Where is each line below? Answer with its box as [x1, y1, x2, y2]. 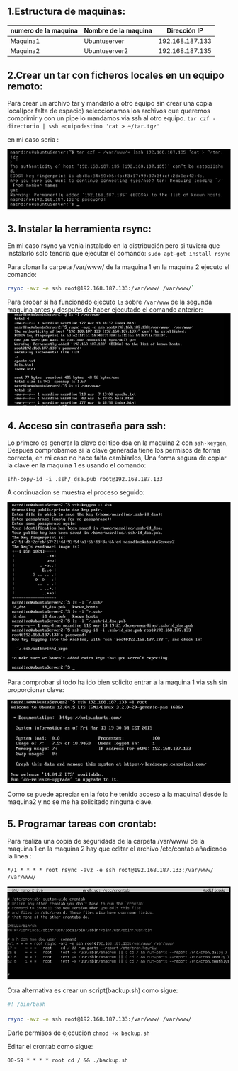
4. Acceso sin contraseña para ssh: [7, 419, 166, 431]
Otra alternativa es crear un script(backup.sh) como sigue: [7, 986, 178, 994]
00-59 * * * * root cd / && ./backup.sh [7, 1057, 129, 1064]
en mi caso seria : [7, 135, 59, 144]
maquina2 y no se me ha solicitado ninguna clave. [7, 797, 154, 806]
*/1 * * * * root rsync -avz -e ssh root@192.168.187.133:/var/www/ [7, 866, 214, 873]
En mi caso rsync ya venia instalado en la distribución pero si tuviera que [7, 242, 220, 250]
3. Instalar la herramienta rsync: [7, 223, 152, 235]
